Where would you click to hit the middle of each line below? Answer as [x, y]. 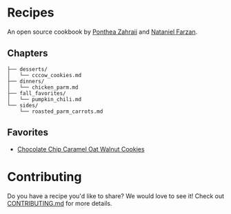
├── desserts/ [28, 69]
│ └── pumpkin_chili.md [44, 99]
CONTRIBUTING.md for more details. [60, 203]
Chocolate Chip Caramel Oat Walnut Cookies [81, 149]
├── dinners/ [26, 81]
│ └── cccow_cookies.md [44, 75]
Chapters [28, 53]
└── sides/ [23, 105]
